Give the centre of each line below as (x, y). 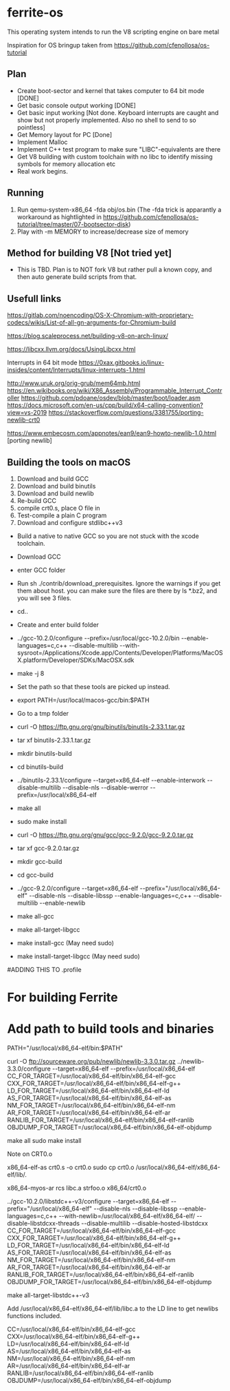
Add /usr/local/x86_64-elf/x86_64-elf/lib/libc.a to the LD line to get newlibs (113, 1309)
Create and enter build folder (58, 625)
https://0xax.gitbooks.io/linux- (122, 362)
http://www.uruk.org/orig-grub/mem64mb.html (74, 383)
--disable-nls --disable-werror (105, 787)
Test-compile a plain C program (62, 515)
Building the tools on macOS (69, 462)
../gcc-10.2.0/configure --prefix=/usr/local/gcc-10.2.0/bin (98, 638)
